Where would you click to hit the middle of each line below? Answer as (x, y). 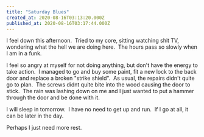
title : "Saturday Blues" (38, 12)
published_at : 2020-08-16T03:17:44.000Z (58, 23)
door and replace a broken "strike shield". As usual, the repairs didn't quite (100, 78)
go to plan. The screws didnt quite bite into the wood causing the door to (98, 85)
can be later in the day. (35, 116)
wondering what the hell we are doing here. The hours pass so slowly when (102, 47)
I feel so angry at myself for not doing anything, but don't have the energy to (102, 65)
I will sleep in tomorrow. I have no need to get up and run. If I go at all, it (97, 110)
